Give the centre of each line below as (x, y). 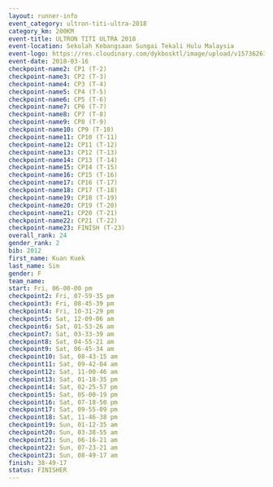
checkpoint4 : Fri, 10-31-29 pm (61, 311)
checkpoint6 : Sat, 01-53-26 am (61, 327)
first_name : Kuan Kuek (47, 258)
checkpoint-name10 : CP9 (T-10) (61, 129)
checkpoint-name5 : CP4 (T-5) (58, 92)
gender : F (25, 274)
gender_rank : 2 (34, 243)
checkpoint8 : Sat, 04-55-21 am (61, 342)
